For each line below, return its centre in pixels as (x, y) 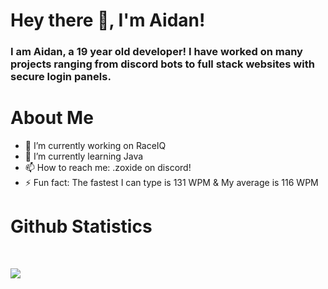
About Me (52, 118)
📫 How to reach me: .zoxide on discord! (108, 168)
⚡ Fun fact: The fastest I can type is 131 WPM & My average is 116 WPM (171, 183)
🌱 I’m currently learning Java (84, 156)
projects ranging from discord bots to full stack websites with (162, 64)
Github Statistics (81, 226)
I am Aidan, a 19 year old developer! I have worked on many (156, 52)
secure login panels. (61, 77)
